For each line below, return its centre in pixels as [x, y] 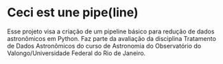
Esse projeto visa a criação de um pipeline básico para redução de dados [111, 31]
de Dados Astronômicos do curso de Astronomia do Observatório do [104, 46]
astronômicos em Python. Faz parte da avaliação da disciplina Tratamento [111, 38]
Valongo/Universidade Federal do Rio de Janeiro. [77, 53]
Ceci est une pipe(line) [73, 13]
